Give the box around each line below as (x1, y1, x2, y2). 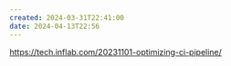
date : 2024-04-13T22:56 (9, 22, 100, 31)
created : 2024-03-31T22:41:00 (9, 13, 125, 23)
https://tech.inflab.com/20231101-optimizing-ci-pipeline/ (9, 46, 222, 57)
